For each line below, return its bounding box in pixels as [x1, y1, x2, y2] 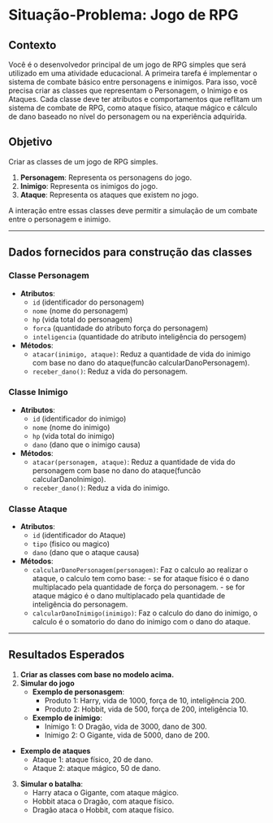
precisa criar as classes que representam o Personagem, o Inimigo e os [8, 85, 249, 95]
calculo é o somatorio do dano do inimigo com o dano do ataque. [32, 617, 251, 627]
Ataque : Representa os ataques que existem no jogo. [19, 190, 199, 199]
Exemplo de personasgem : [32, 686, 125, 697]
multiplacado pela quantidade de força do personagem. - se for [32, 582, 245, 592]
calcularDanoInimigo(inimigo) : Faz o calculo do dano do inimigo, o [32, 608, 258, 618]
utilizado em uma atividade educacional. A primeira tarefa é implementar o [8, 68, 258, 78]
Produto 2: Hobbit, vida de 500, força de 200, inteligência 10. [44, 704, 249, 714]
